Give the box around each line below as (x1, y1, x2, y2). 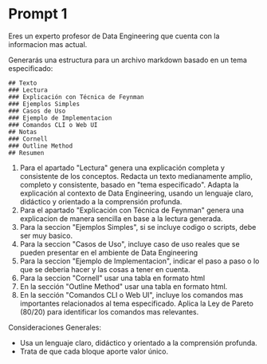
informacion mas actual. (8, 39, 88, 49)
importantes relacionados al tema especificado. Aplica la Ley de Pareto (19, 299, 253, 308)
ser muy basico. (19, 231, 73, 240)
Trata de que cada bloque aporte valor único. (19, 346, 169, 356)
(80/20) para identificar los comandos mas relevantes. (19, 307, 199, 316)
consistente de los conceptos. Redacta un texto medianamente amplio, (19, 171, 253, 180)
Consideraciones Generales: (8, 322, 102, 332)
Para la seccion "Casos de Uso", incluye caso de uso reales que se (19, 239, 241, 248)
